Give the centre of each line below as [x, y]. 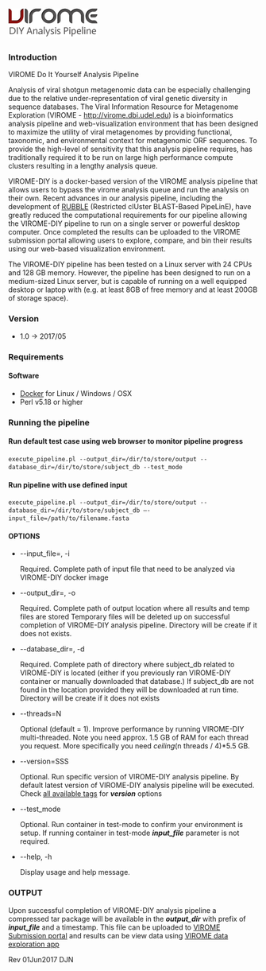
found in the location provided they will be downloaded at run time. [129, 690]
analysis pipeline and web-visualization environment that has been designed [133, 124]
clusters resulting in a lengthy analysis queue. [83, 166]
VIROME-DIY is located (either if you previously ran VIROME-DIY [125, 673]
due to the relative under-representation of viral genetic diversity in [118, 99]
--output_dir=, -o [48, 593]
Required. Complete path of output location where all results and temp [135, 608]
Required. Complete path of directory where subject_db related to [127, 665]
